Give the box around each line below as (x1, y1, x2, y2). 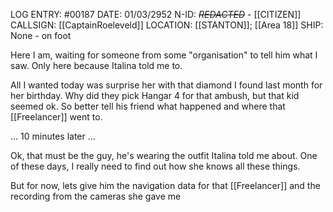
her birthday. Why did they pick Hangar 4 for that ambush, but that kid (10, 90, 300, 101)
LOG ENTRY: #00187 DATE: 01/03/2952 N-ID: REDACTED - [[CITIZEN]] (10, 9, 302, 20)
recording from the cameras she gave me (10, 190, 182, 202)
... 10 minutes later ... (10, 130, 96, 142)
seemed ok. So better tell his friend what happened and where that (10, 100, 286, 112)
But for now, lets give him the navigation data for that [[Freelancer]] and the (10, 180, 321, 191)
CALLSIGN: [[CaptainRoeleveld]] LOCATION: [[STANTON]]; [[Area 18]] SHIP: (10, 19, 324, 31)
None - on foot (10, 30, 72, 41)
